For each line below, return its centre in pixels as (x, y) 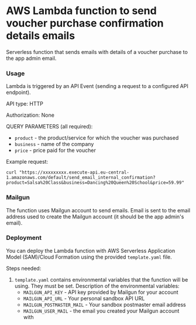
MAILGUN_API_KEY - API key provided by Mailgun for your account (101, 292)
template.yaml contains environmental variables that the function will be (101, 279)
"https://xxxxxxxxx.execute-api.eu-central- (74, 172)
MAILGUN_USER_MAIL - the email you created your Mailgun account (101, 311)
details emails (40, 36)
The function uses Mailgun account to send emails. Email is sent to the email (98, 210)
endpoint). (18, 93)
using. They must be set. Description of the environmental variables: (97, 286)
